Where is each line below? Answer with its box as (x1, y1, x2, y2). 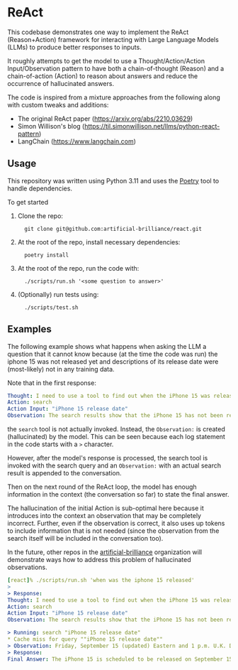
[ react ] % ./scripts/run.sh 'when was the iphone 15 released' (7, 577, 195, 584)
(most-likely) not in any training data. (7, 364, 115, 373)
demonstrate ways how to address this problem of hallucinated (7, 556, 191, 564)
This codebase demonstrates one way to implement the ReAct (7, 28, 189, 36)
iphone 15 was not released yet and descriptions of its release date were (7, 357, 219, 366)
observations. (7, 563, 47, 572)
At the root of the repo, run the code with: (17, 264, 140, 272)
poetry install (24, 252, 69, 259)
